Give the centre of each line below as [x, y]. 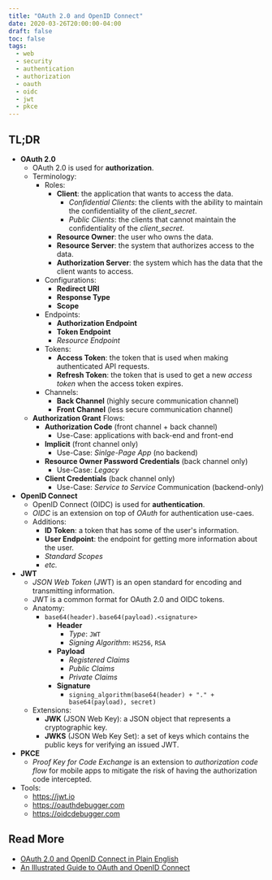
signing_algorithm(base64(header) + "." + [142, 695]
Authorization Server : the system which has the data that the [160, 262]
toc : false [27, 39]
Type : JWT [85, 634]
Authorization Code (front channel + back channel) [131, 427]
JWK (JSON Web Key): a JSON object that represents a [138, 718]
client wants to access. [95, 271]
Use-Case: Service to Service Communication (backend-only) [160, 487]
